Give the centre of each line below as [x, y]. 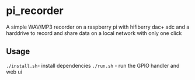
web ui [14, 72]
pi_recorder [35, 11]
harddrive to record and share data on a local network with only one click [94, 33]
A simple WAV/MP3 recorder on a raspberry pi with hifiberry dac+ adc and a [98, 27]
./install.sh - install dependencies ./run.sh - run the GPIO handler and [93, 65]
